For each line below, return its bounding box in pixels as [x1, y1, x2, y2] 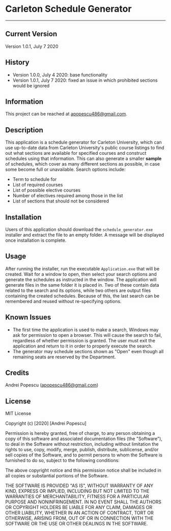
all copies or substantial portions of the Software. [5, 473, 108, 479]
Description [5, 126, 43, 134]
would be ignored [12, 82, 50, 88]
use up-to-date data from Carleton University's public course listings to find [5, 145, 164, 151]
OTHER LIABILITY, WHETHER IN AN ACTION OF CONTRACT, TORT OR [5, 510, 154, 516]
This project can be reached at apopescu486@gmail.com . [5, 111, 127, 117]
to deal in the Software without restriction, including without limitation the [5, 441, 159, 447]
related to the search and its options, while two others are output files [5, 287, 151, 293]
